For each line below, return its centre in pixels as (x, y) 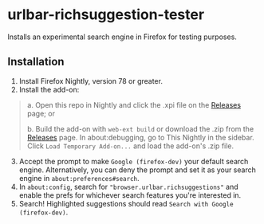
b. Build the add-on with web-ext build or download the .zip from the (140, 128)
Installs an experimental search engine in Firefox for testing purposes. (122, 37)
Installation (36, 62)
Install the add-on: (49, 89)
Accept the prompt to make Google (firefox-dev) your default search (134, 161)
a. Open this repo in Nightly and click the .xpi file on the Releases (134, 104)
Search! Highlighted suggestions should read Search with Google (126, 203)
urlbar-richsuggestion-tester (106, 15)
